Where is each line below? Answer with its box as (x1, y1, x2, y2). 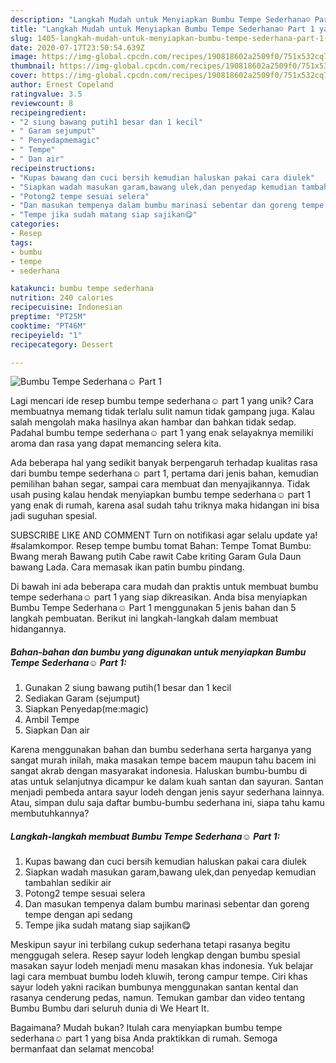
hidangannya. (10, 623, 67, 635)
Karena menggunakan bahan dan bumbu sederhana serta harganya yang (10, 744, 312, 756)
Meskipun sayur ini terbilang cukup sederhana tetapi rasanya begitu (10, 939, 291, 951)
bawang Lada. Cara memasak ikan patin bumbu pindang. (10, 561, 245, 573)
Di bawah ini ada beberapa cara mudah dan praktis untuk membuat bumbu (10, 581, 319, 593)
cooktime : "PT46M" (10, 321, 87, 331)
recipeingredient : (10, 107, 87, 118)
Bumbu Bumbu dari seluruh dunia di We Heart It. (10, 1002, 210, 1015)
